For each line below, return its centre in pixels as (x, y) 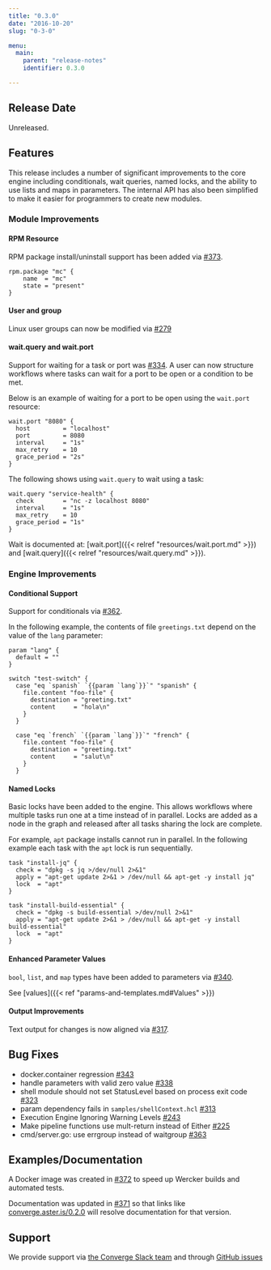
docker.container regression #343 (77, 1074)
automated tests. (36, 1188)
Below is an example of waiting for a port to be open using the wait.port (129, 398)
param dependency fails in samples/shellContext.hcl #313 (118, 1108)
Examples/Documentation (76, 1159)
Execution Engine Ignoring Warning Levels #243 (100, 1117)
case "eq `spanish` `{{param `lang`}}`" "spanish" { (106, 686)
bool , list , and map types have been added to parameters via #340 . (121, 977)
